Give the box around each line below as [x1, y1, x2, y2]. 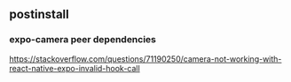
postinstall [9, 7, 69, 22]
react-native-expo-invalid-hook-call [9, 63, 140, 73]
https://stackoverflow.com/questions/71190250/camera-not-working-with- [9, 53, 282, 64]
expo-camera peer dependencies [9, 34, 157, 46]
